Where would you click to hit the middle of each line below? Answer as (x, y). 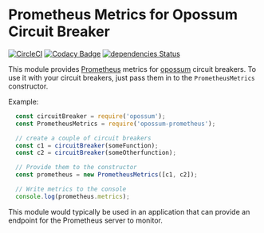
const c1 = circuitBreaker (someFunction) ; (87, 145)
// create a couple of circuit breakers (83, 138)
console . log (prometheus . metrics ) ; (73, 196)
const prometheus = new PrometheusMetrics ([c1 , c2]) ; (106, 175)
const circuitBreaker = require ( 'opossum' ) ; (91, 116)
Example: (24, 101)
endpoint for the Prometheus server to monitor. (86, 220)
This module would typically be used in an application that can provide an (129, 211)
